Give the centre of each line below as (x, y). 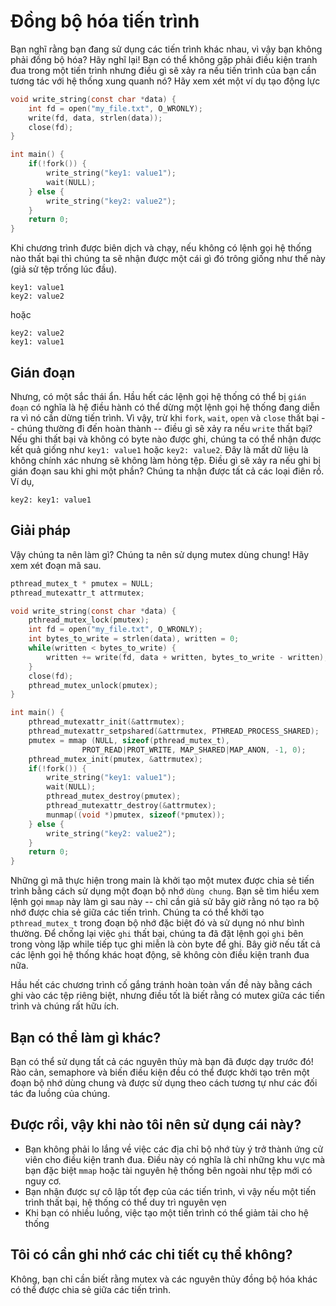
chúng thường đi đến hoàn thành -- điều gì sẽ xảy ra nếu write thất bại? (164, 428)
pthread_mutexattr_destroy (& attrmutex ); (131, 806)
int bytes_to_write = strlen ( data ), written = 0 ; (134, 639)
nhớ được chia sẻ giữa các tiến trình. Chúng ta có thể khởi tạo (137, 912)
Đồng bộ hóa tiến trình (105, 21)
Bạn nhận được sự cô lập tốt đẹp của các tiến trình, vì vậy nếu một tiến (170, 1191)
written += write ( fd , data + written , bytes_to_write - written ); (187, 657)
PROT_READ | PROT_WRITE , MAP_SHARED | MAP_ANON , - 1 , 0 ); (194, 750)
